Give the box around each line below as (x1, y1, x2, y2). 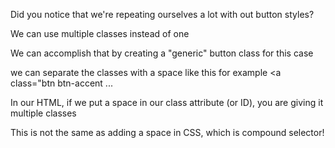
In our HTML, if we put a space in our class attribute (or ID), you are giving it (10, 97, 324, 108)
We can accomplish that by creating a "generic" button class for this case (10, 47, 314, 59)
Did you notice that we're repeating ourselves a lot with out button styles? (10, 9, 315, 20)
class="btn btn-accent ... (10, 77, 113, 89)
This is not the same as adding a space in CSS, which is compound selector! (10, 127, 325, 138)
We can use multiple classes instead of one (10, 28, 190, 39)
